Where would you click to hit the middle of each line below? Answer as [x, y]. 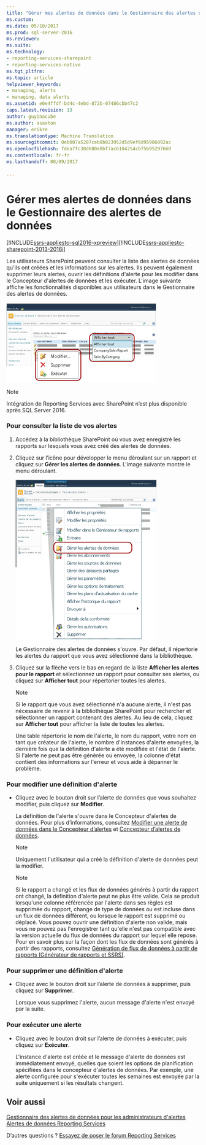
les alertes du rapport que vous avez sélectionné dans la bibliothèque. [104, 655]
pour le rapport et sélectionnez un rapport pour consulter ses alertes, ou [107, 674]
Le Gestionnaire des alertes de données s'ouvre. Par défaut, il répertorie [106, 649]
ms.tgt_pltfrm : [26, 71]
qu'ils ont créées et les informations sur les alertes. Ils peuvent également [100, 268]
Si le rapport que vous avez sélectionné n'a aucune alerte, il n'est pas [103, 704]
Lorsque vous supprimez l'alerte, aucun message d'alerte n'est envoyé [105, 1003]
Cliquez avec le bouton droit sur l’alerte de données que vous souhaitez [105, 798]
